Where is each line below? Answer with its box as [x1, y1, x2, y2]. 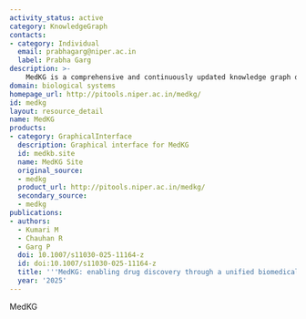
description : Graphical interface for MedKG [17, 140, 189, 149]
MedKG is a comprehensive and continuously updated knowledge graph [25, 73, 291, 82]
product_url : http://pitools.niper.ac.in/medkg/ [17, 183, 206, 192]
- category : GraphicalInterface [9, 132, 132, 141]
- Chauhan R [17, 233, 64, 242]
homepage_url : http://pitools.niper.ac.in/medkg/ [9, 89, 202, 98]
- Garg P [17, 242, 51, 252]
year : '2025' [17, 276, 67, 285]
